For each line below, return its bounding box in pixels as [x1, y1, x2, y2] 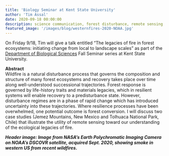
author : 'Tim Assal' [5, 12, 49, 17]
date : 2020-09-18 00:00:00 [5, 17, 62, 22]
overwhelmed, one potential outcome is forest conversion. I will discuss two [5, 109, 162, 115]
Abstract [5, 66, 24, 72]
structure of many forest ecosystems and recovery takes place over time [5, 76, 156, 83]
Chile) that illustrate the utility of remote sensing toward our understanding [5, 119, 160, 125]
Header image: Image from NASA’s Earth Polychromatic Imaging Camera [5, 134, 162, 140]
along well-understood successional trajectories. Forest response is [5, 82, 146, 88]
